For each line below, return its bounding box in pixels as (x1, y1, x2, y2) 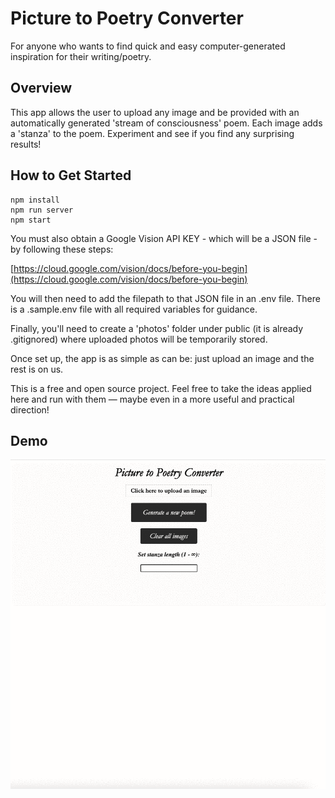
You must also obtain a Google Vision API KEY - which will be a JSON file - (10, 232, 318, 244)
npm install (10, 195, 60, 205)
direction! (10, 403, 50, 416)
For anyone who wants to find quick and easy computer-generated (10, 40, 286, 52)
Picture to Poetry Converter (10, 7, 244, 30)
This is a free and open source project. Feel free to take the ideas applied (10, 382, 312, 394)
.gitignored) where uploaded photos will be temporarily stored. (10, 333, 268, 345)
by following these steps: (10, 243, 114, 255)
